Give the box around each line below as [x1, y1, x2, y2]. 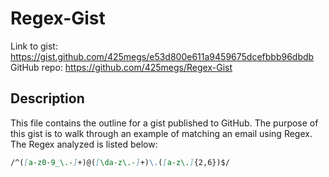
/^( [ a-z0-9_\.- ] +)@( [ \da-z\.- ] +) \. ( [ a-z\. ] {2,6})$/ [10, 157, 230, 167]
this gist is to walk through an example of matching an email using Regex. [10, 127, 313, 139]
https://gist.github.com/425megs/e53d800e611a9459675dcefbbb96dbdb [10, 50, 315, 62]
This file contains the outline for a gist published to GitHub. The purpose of [10, 117, 319, 129]
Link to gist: [10, 40, 58, 52]
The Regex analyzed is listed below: [10, 138, 158, 150]
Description [10, 90, 85, 107]
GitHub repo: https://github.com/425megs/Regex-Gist [10, 61, 233, 73]
